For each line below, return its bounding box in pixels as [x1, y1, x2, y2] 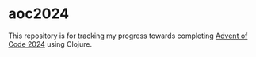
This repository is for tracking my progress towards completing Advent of [8, 31, 248, 40]
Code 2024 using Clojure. [8, 39, 93, 48]
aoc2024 [8, 5, 70, 23]
